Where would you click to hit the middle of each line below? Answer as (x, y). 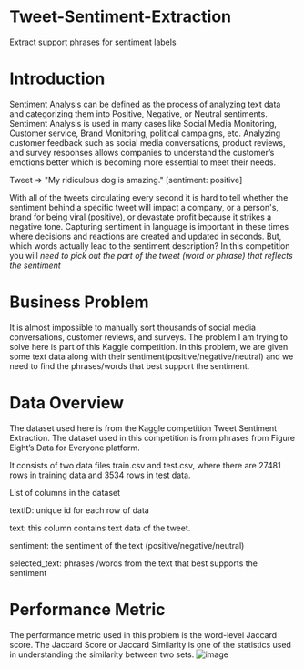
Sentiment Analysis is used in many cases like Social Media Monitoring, (143, 123)
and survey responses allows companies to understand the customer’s (142, 152)
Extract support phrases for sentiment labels (93, 42)
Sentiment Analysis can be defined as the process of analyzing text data (145, 104)
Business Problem (79, 302)
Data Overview (67, 403)
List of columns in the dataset (65, 492)
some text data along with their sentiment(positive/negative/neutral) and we (152, 356)
